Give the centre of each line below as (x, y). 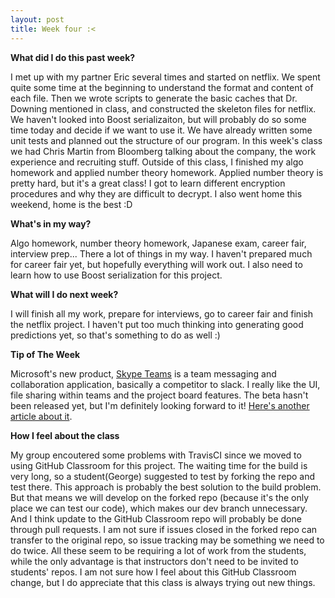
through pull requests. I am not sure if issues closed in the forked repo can (164, 529)
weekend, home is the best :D (71, 204)
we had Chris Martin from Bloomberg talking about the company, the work (163, 151)
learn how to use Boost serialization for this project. (116, 275)
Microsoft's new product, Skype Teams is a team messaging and (143, 373)
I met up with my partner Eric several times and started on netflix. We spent (165, 77)
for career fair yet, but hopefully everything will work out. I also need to (156, 264)
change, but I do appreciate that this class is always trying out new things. (163, 582)
